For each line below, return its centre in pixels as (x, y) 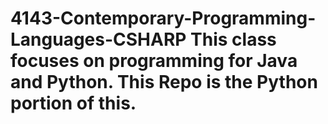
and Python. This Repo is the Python (164, 82)
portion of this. (73, 103)
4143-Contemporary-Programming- (163, 18)
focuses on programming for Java (154, 61)
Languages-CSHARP (98, 39)
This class (233, 39)
